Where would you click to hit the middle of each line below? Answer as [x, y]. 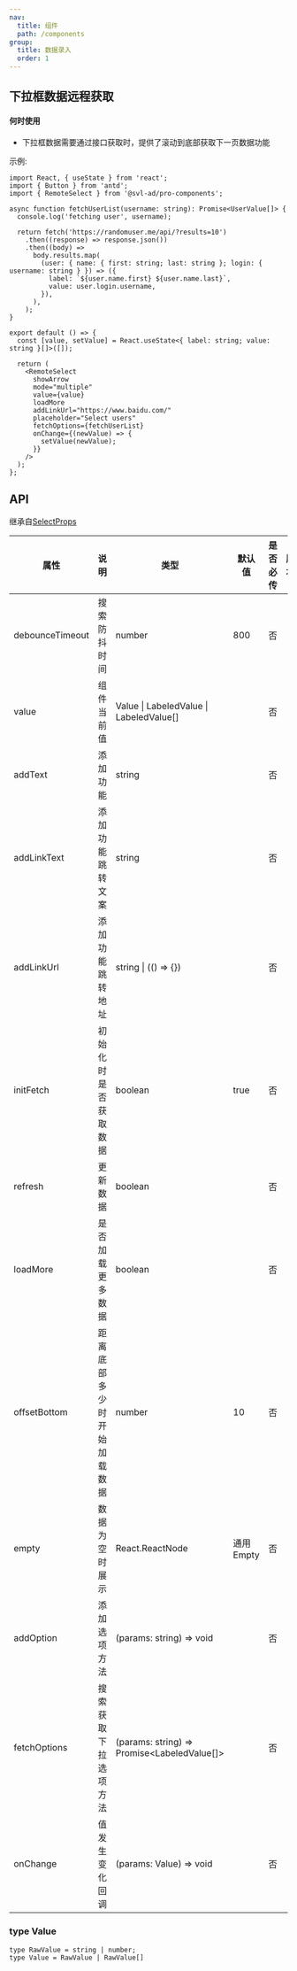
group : [21, 42]
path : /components [51, 34]
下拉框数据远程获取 [61, 97]
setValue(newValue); [79, 441]
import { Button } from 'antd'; [69, 186]
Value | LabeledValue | [162, 707]
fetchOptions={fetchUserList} [88, 426]
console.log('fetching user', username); [95, 216]
